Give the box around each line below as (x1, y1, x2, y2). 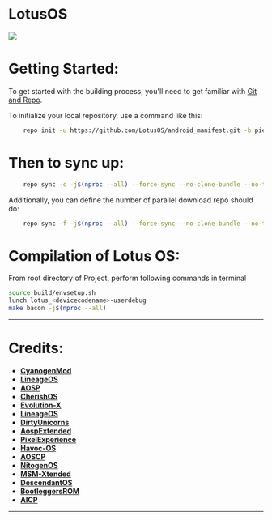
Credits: (8, 339, 64, 357)
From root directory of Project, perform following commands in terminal (8, 273, 247, 283)
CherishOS (19, 391, 58, 401)
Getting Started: (8, 60, 119, 78)
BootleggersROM (19, 486, 80, 496)
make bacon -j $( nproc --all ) (8, 305, 107, 313)
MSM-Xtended (19, 469, 71, 479)
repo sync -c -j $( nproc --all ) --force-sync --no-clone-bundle (23, 180, 241, 189)
